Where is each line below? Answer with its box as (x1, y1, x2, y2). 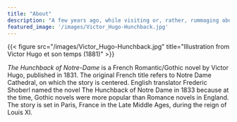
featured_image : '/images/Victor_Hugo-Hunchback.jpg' (7, 23, 169, 30)
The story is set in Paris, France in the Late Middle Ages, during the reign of (7, 101, 227, 109)
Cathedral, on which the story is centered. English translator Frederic (7, 79, 208, 87)
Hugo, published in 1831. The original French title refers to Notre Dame (7, 71, 212, 79)
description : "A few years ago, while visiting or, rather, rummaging (7, 17, 219, 24)
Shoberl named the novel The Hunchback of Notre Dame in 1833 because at (7, 86, 229, 95)
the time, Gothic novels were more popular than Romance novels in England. (7, 93, 229, 102)
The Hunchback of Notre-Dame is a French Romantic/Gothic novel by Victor (7, 64, 229, 72)
